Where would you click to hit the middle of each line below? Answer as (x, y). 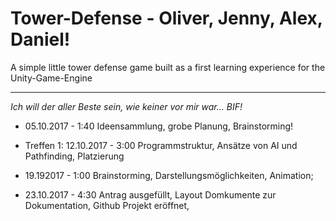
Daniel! (40, 39)
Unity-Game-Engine (51, 78)
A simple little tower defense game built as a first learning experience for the (168, 67)
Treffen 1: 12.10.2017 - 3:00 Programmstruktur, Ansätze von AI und (161, 145)
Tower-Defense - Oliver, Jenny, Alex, (166, 18)
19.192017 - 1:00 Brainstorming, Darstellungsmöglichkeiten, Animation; (169, 175)
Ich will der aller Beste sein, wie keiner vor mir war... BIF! (126, 106)
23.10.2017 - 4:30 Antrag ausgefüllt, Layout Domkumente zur (150, 194)
